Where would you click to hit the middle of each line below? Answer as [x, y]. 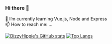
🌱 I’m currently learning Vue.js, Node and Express [56, 19]
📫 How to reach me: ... [29, 24]
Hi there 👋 [17, 8]
